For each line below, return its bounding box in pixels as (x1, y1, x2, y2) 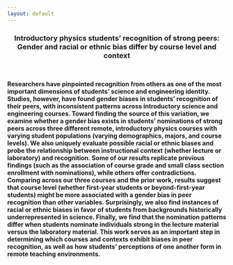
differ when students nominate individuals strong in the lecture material (7, 220, 219, 228)
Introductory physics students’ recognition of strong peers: (13, 33, 220, 42)
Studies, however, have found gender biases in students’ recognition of (7, 95, 218, 103)
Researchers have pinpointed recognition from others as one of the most (7, 79, 222, 88)
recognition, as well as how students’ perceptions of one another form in (7, 242, 222, 250)
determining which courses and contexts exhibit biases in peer (7, 234, 193, 243)
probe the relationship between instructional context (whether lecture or (7, 146, 222, 154)
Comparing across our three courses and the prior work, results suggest (7, 175, 221, 184)
